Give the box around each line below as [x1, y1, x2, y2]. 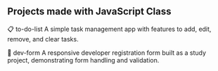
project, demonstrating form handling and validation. [7, 56, 160, 64]
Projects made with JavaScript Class [7, 6, 172, 18]
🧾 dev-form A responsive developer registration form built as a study [7, 49, 206, 57]
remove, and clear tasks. [7, 34, 79, 43]
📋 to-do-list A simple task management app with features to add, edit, [7, 25, 212, 33]
